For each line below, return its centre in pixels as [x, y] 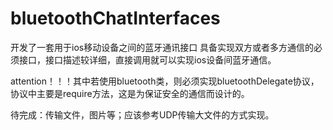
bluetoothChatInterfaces [115, 18]
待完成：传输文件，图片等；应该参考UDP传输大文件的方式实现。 [142, 114]
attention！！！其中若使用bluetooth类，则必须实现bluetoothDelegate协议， [165, 81]
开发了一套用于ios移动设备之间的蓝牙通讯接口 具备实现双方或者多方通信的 [162, 47]
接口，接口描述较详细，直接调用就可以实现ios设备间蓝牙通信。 [147, 59]
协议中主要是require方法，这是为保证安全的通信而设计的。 [130, 93]
